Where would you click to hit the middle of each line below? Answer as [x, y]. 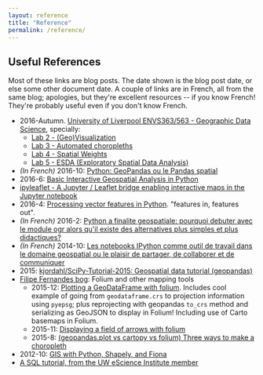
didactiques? [40, 238]
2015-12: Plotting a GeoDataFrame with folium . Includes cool [129, 288]
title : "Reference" [40, 23]
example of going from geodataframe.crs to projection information [138, 296]
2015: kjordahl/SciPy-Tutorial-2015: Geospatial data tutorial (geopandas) [136, 271]
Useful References [55, 62]
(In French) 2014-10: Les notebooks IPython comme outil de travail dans [136, 246]
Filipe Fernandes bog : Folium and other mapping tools [107, 279]
